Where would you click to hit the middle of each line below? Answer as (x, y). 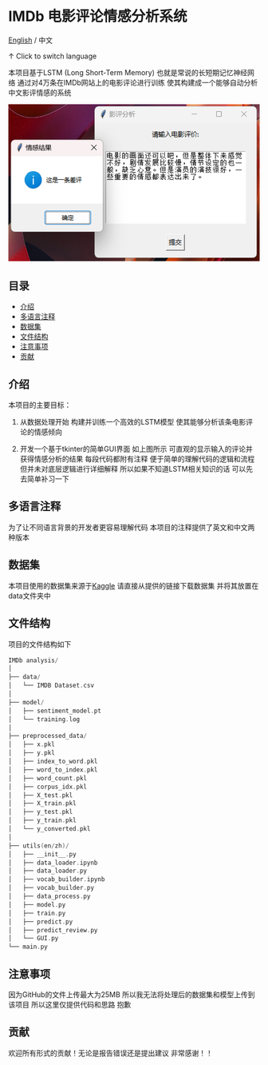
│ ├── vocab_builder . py (51, 888)
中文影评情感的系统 (40, 92)
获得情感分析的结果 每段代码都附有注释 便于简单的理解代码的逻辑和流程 (137, 459)
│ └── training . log (44, 719)
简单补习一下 (48, 479)
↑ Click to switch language (53, 56)
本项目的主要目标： (40, 405)
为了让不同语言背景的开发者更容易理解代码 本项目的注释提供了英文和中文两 (132, 527)
